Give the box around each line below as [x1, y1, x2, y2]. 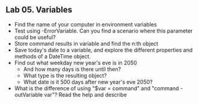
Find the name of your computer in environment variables [14, 20, 157, 28]
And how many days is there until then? [23, 66, 121, 73]
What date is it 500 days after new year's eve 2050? [23, 78, 153, 85]
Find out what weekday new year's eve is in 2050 [14, 59, 138, 66]
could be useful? [14, 33, 56, 41]
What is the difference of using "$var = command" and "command [14, 84, 179, 92]
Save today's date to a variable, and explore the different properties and [14, 46, 193, 54]
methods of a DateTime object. [14, 52, 91, 60]
